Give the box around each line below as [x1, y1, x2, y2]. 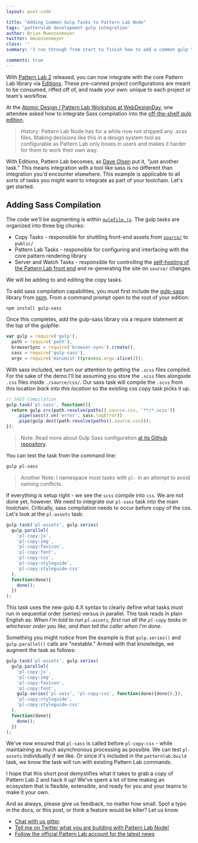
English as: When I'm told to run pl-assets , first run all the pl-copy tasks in [6, 617, 187, 624]
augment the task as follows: [6, 647, 76, 654]
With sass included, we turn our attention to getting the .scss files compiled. [6, 366, 192, 373]
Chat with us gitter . [14, 818, 61, 825]
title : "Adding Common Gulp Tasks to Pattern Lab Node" [6, 19, 146, 25]
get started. [6, 183, 34, 190]
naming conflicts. [20, 480, 63, 487]
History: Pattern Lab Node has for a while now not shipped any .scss [20, 127, 187, 134]
